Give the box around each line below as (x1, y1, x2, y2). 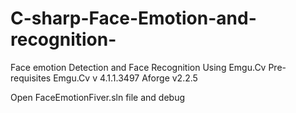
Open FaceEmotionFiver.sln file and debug (10, 91, 186, 103)
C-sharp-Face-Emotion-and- (10, 7, 257, 30)
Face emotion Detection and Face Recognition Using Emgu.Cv (10, 61, 267, 73)
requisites (10, 72, 52, 84)
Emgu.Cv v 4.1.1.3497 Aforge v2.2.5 (53, 72, 198, 84)
